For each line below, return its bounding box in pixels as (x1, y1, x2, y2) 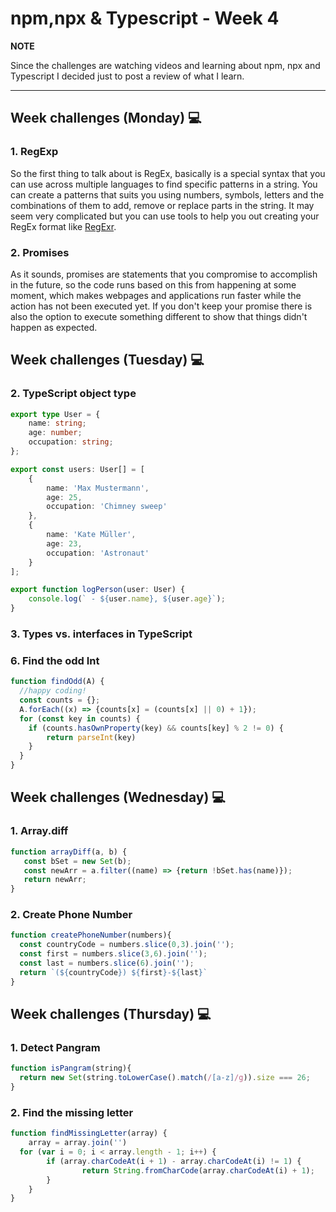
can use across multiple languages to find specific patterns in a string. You (10, 178, 318, 190)
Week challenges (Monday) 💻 (10, 110, 202, 127)
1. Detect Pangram (10, 1041, 101, 1054)
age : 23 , (46, 538, 83, 549)
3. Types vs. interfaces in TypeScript (10, 627, 193, 641)
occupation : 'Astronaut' (46, 548, 150, 558)
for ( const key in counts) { (19, 713, 141, 724)
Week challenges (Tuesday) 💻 (10, 352, 205, 369)
